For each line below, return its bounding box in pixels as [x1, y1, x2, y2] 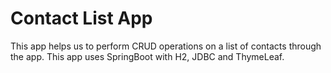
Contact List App [10, 7, 153, 30]
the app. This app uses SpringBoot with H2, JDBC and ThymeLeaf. [10, 50, 285, 62]
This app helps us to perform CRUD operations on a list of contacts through [10, 40, 322, 52]
